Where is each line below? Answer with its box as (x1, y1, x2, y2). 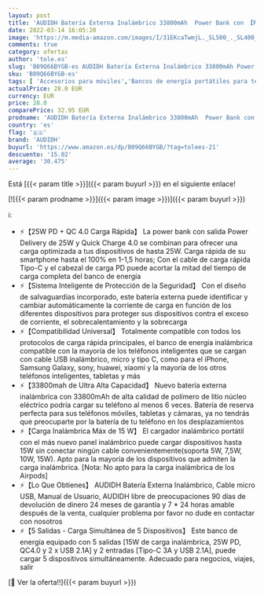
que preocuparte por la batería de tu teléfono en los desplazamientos (19, 417, 244, 427)
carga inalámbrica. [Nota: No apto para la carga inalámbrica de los (19, 463, 235, 472)
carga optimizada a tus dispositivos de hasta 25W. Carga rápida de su (19, 247, 246, 256)
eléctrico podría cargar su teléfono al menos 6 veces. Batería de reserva (19, 400, 254, 410)
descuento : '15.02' (8, 150, 72, 158)
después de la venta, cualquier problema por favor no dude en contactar (19, 509, 255, 518)
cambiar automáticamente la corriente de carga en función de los (19, 300, 232, 310)
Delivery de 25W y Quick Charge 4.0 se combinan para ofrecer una (19, 238, 238, 248)
